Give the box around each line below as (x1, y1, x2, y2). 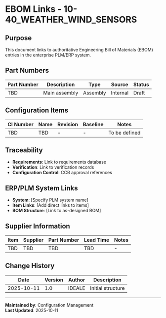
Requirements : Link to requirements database (12, 159, 107, 165)
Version (44, 276, 63, 283)
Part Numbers (5, 66, 49, 75)
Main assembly (43, 89, 79, 96)
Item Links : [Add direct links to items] (12, 202, 89, 208)
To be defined (108, 129, 141, 136)
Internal (111, 89, 129, 96)
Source (111, 81, 128, 88)
